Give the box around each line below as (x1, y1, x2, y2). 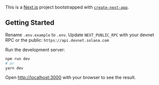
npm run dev (5, 56, 30, 61)
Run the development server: (5, 47, 65, 53)
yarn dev (5, 66, 24, 71)
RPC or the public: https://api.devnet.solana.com (5, 37, 109, 43)
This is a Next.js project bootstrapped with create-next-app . (5, 4, 129, 10)
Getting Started (5, 18, 55, 27)
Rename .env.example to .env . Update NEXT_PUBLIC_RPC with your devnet (5, 32, 154, 38)
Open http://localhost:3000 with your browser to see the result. (5, 75, 136, 81)
